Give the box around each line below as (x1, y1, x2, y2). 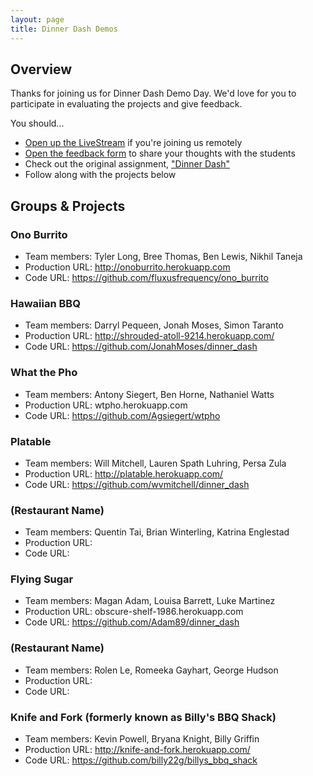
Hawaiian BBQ (10, 296, 81, 310)
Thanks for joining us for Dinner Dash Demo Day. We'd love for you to (10, 87, 297, 100)
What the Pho (10, 366, 78, 380)
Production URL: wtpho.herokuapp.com (24, 399, 188, 411)
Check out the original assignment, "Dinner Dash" (24, 158, 231, 170)
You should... (10, 117, 65, 130)
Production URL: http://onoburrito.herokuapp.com (24, 261, 231, 273)
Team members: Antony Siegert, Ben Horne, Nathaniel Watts (24, 388, 275, 400)
